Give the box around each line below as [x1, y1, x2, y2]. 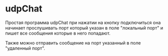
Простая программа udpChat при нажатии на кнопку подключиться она [5, 19, 161, 25]
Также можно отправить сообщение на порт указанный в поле [5, 39, 141, 45]
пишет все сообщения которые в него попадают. [5, 30, 111, 36]
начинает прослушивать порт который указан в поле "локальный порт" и [5, 24, 163, 30]
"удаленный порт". [5, 45, 45, 51]
